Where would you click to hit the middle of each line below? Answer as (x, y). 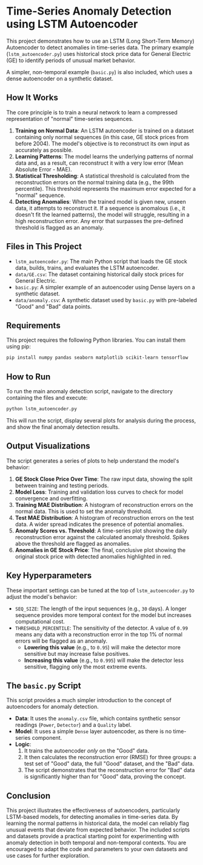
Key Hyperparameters (49, 576)
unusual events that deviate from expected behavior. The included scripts (98, 830)
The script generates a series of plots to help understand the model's (93, 461)
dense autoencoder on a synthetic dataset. (60, 78)
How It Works (32, 98)
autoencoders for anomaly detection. (52, 707)
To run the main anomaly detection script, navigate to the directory (90, 391)
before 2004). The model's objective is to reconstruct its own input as (102, 143)
